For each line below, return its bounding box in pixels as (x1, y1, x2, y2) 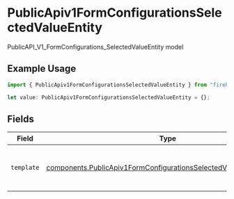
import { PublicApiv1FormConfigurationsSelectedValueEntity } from (7, 81, 208, 88)
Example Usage (7, 63, 77, 74)
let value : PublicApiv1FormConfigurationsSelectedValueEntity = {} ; (7, 94, 210, 101)
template (10, 164, 40, 172)
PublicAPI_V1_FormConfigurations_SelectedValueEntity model (7, 42, 184, 51)
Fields (7, 113, 35, 125)
